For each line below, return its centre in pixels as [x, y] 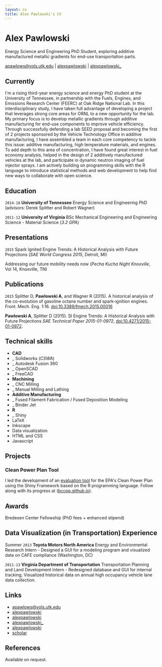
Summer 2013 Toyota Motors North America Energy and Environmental [76, 545]
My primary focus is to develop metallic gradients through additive [71, 119]
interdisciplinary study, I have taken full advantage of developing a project [79, 109]
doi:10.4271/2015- [133, 321]
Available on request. [26, 660]
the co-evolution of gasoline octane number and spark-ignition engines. [77, 301]
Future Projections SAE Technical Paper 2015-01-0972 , [60, 321]
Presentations [27, 238]
